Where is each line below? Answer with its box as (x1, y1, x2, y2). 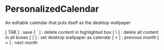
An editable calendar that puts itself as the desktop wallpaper (5, 20, 131, 25)
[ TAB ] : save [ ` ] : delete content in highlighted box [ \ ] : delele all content (5, 29, 159, 35)
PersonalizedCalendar (5, 3, 99, 15)
